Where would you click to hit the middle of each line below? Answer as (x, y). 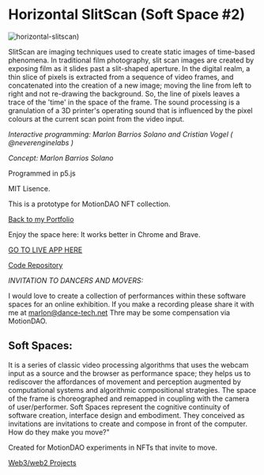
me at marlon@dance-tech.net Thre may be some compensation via (119, 312)
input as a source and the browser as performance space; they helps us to (130, 373)
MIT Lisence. (29, 188)
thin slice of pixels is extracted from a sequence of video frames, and (121, 77)
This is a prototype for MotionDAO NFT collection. (90, 204)
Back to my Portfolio (41, 219)
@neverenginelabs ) (41, 142)
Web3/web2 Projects (42, 462)
